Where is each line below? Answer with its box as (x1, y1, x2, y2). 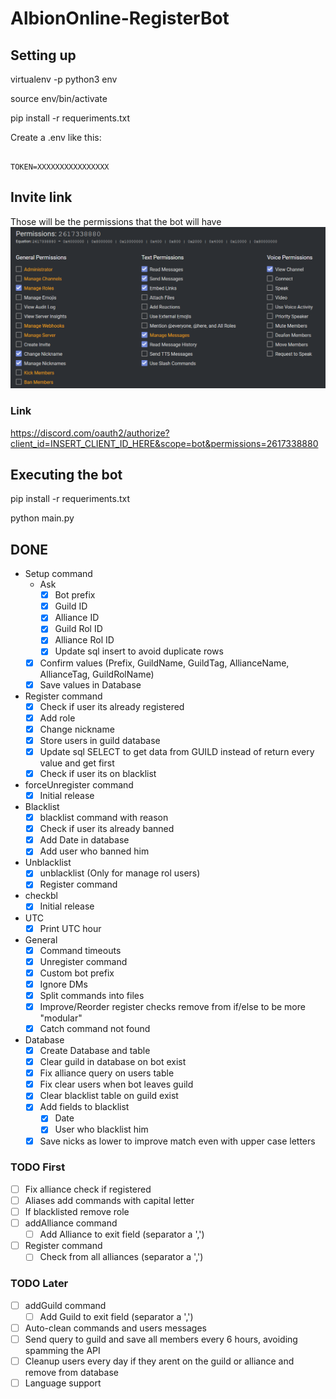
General (24, 933, 58, 946)
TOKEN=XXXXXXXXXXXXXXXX (10, 162, 110, 172)
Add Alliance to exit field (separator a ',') (39, 1228, 205, 1241)
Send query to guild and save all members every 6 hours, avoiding (24, 1333, 298, 1345)
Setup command (24, 568, 93, 580)
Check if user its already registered (39, 700, 185, 712)
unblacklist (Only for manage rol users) (39, 867, 201, 879)
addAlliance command (24, 1217, 118, 1229)
